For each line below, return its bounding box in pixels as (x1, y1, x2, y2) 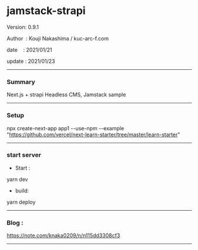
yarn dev (6, 175, 28, 183)
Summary (6, 77, 36, 86)
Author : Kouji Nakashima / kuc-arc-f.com (6, 35, 109, 42)
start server (6, 151, 42, 159)
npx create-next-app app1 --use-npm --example (6, 124, 125, 131)
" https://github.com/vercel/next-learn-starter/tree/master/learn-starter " (6, 131, 180, 138)
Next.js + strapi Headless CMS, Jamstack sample (6, 91, 126, 98)
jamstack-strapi (6, 4, 86, 18)
